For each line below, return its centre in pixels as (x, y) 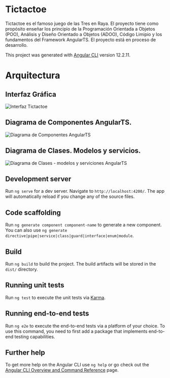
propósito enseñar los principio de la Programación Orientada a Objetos (80, 28)
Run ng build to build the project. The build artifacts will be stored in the (81, 264)
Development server (38, 179)
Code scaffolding (33, 212)
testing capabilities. (35, 336)
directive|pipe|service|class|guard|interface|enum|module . (70, 236)
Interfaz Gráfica (31, 94)
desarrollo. (16, 45)
